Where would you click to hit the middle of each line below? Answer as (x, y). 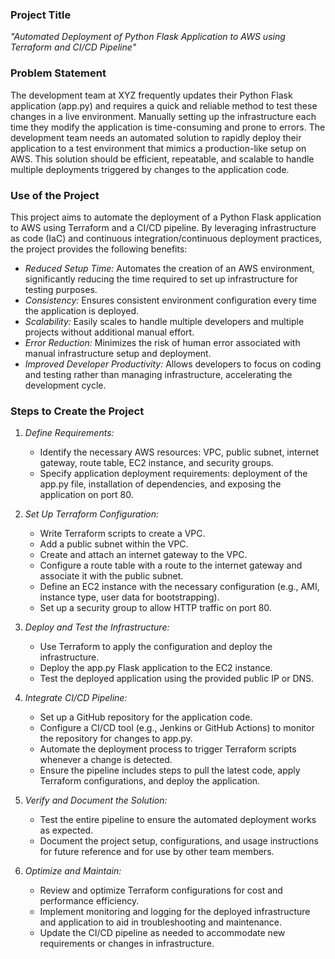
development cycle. (65, 385)
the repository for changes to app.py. (116, 739)
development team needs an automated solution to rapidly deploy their (156, 137)
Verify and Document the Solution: (96, 800)
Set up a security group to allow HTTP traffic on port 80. (155, 608)
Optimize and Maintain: (73, 871)
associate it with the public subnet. (111, 576)
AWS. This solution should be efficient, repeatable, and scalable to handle (162, 159)
